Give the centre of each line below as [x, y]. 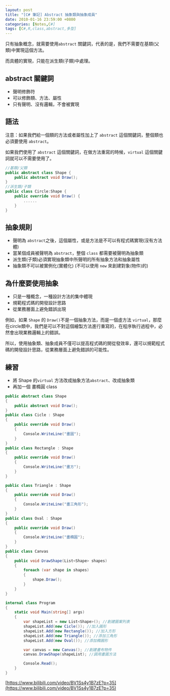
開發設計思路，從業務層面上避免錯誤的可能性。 [63, 350]
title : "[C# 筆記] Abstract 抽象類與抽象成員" [51, 15]
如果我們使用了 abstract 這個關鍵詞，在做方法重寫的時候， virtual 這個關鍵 [84, 152]
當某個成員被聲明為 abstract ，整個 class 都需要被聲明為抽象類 [78, 253]
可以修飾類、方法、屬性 [37, 98]
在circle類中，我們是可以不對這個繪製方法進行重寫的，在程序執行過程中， [82, 326]
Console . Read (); [40, 664]
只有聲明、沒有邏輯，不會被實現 [46, 104]
